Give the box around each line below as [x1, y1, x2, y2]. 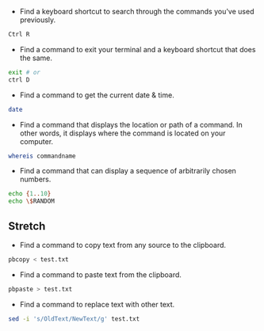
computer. [19, 136, 54, 146]
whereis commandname [8, 152, 77, 160]
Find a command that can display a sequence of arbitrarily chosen [19, 166, 236, 176]
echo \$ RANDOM [8, 197, 55, 205]
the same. [19, 53, 53, 63]
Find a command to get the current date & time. [19, 90, 174, 100]
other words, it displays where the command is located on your [19, 128, 226, 138]
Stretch [8, 219, 46, 233]
